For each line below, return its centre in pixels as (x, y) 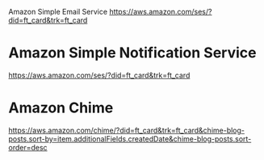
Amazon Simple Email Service (58, 12)
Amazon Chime (61, 108)
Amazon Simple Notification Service (132, 53)
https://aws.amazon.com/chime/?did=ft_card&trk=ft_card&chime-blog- (126, 130)
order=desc (28, 147)
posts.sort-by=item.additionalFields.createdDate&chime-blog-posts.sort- (130, 139)
